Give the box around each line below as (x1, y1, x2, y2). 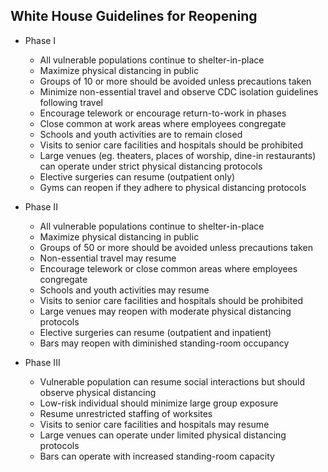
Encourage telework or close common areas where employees (39, 262, 298, 274)
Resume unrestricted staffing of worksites (39, 407, 213, 419)
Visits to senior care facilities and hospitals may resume (39, 418, 270, 430)
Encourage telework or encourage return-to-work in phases (39, 107, 287, 119)
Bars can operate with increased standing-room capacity (39, 450, 275, 462)
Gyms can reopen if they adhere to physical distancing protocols (39, 181, 307, 193)
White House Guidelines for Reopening (10, 8, 258, 25)
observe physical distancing (39, 386, 157, 398)
